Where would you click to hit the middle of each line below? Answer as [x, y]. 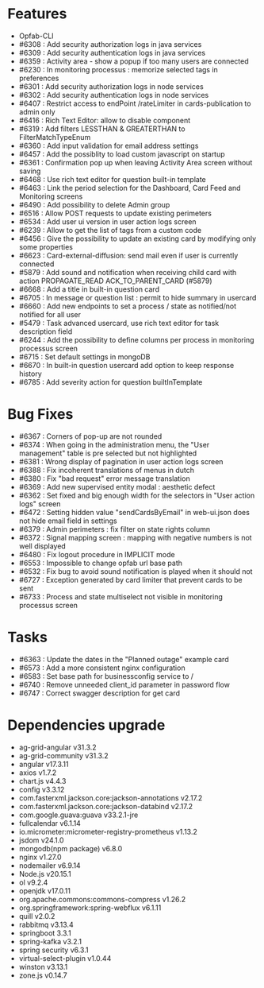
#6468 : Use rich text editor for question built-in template [113, 179]
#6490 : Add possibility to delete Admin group [94, 204]
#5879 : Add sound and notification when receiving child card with [128, 272]
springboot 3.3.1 [45, 933]
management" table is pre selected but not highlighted [108, 453]
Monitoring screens [51, 196]
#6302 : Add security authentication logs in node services [114, 95]
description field [46, 331]
